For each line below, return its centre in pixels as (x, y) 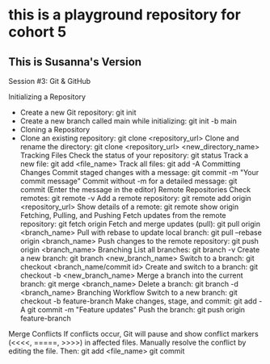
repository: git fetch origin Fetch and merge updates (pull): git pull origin (140, 224)
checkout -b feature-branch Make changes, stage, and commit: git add (138, 301)
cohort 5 (38, 32)
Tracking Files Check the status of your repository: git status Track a (134, 155)
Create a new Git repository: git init (78, 112)
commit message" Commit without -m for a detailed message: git (129, 181)
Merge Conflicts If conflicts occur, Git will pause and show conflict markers (133, 334)
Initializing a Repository (47, 97)
